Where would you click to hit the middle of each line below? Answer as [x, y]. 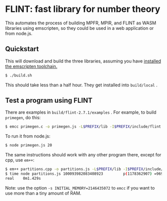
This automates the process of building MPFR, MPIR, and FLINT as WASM [81, 23]
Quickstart [22, 49]
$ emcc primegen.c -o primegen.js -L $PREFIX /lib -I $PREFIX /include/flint [83, 127]
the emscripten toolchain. [31, 66]
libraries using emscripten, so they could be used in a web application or [80, 28]
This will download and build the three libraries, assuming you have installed [83, 61]
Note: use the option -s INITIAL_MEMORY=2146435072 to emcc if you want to [80, 188]
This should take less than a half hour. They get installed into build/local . [81, 85]
